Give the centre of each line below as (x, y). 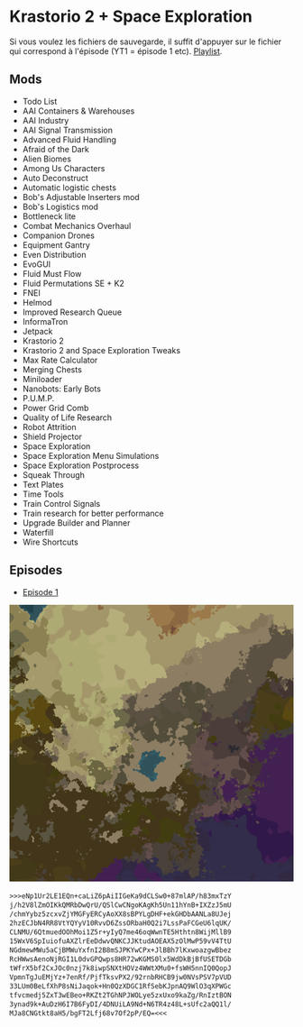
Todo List (40, 101)
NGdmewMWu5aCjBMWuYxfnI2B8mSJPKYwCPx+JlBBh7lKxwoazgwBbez (120, 950)
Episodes (36, 570)
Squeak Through (54, 474)
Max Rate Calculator (60, 360)
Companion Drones (58, 235)
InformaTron (45, 321)
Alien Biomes (47, 159)
